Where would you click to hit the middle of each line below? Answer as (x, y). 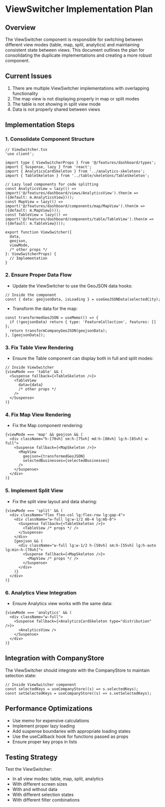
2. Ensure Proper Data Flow (38, 275)
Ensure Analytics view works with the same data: (62, 603)
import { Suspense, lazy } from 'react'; (49, 167)
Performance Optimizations (49, 709)
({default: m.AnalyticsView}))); (40, 197)
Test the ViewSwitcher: (29, 769)
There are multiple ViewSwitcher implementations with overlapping (81, 88)
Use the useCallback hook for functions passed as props (70, 736)
